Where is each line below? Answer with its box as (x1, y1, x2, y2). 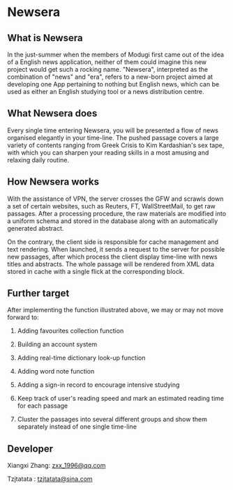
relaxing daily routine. (7, 155, 70, 164)
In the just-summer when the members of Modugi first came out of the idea (7, 50, 225, 59)
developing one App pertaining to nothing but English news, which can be (7, 80, 220, 88)
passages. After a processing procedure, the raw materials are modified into (7, 209, 227, 217)
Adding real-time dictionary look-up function (17, 353, 146, 362)
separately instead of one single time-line (17, 422, 137, 431)
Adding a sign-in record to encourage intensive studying (17, 381, 180, 389)
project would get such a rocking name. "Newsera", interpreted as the (7, 66, 208, 73)
